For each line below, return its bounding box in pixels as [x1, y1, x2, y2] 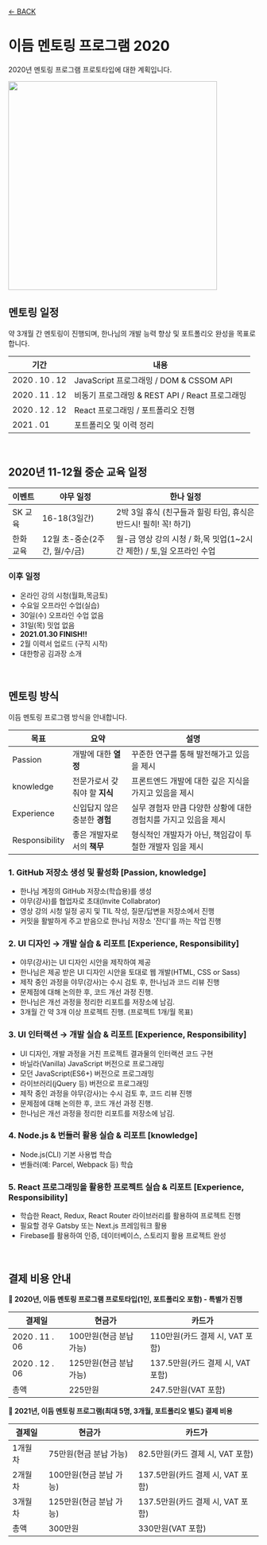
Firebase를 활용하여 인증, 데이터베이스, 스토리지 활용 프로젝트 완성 [19, 1231, 226, 1240]
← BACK [8, 7, 37, 16]
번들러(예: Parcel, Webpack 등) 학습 [19, 1159, 133, 1169]
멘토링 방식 [8, 689, 60, 703]
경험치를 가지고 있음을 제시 [130, 814, 226, 825]
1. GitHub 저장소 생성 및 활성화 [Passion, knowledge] [8, 867, 207, 878]
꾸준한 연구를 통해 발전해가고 [130, 748, 233, 759]
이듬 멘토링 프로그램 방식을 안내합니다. [8, 712, 127, 722]
